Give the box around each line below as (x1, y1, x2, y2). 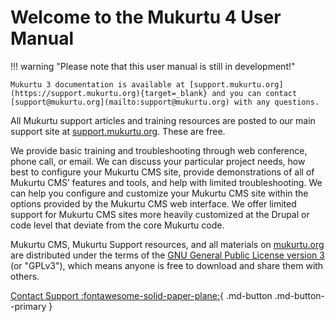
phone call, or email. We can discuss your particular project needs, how (10, 155, 306, 167)
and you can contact (211, 88, 298, 98)
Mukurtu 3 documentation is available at (10, 79, 186, 90)
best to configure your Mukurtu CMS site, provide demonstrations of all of (10, 166, 315, 178)
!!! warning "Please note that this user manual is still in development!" (10, 60, 296, 72)
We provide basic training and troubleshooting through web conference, (10, 144, 308, 156)
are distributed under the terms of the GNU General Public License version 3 (10, 249, 325, 261)
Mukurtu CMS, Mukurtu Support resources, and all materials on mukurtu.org (10, 238, 325, 250)
